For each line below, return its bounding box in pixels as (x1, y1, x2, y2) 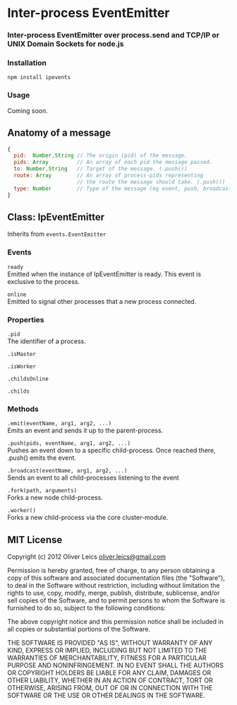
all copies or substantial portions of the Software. (7, 625, 150, 634)
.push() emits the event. (7, 454, 76, 462)
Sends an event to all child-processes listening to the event (7, 473, 180, 482)
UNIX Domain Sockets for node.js (7, 39, 124, 49)
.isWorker (7, 362, 37, 370)
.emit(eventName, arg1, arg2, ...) (7, 420, 112, 427)
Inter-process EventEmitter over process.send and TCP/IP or (7, 30, 220, 40)
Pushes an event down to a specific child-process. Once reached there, (7, 446, 217, 455)
